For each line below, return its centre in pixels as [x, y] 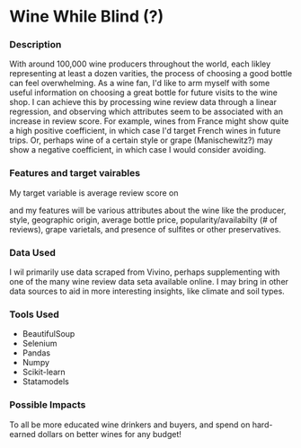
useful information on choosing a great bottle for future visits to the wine [144, 92]
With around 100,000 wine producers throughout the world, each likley [140, 64]
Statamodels [45, 382]
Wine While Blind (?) [87, 17]
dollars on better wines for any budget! [110, 434]
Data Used [32, 252]
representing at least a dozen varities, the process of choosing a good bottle [151, 74]
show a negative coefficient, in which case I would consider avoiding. [138, 150]
